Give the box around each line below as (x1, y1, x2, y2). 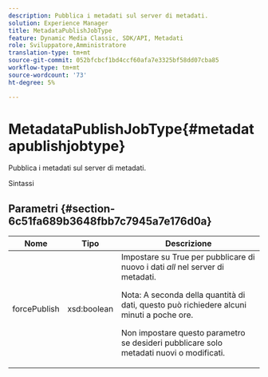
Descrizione (164, 238, 212, 249)
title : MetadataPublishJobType (8, 26, 112, 34)
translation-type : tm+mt (8, 49, 91, 57)
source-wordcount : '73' (8, 71, 88, 79)
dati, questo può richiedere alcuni (120, 300, 247, 311)
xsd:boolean (67, 304, 114, 315)
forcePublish (12, 304, 60, 315)
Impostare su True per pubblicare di (120, 252, 255, 263)
